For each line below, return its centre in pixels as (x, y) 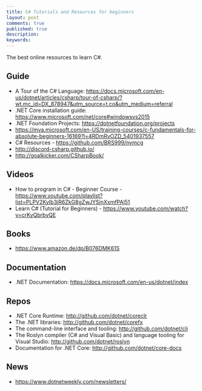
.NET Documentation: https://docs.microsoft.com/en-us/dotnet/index (102, 282)
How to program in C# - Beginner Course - (69, 189)
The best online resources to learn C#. (54, 57)
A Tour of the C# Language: (50, 91)
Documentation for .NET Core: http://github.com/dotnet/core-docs (98, 348)
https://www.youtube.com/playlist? (59, 195)
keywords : (19, 40)
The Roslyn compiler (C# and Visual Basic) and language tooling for (99, 335)
